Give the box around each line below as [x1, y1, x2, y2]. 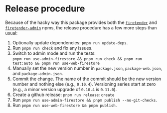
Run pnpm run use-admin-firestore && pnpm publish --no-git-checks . [12, 97, 157, 103]
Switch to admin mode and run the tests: [12, 50, 96, 56]
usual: [5, 30, 18, 36]
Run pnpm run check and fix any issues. [12, 45, 93, 51]
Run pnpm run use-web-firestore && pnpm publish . [12, 102, 117, 108]
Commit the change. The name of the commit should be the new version [12, 76, 162, 82]
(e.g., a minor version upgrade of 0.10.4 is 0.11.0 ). [12, 86, 117, 92]
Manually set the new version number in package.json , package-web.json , [12, 65, 163, 71]
